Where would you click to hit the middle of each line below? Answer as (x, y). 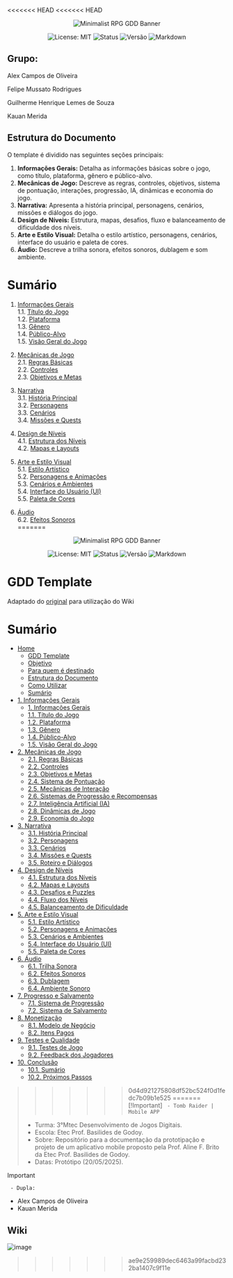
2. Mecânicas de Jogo (49, 752)
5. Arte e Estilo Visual (48, 915)
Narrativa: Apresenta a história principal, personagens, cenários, (111, 205)
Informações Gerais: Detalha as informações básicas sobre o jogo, (114, 168)
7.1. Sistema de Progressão (66, 1003)
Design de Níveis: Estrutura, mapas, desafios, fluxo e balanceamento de (121, 220)
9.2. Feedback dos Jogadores (70, 1055)
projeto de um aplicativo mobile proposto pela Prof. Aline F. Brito (127, 1147)
